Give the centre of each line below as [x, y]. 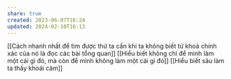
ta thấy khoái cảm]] [35, 68]
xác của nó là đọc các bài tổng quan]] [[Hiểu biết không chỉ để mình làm [111, 53]
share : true [24, 14]
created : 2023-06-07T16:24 [46, 20]
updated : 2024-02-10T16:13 [46, 26]
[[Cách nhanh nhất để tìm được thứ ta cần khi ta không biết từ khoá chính [112, 46]
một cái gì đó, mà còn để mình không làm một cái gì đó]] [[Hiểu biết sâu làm [116, 61]
